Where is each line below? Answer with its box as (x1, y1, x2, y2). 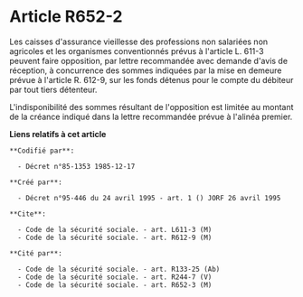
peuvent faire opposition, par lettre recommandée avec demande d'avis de (9, 55, 288, 66)
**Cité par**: (9, 248, 63, 258)
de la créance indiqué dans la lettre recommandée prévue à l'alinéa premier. (9, 111, 293, 122)
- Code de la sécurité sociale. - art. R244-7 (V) (17, 273, 213, 282)
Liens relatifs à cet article (9, 128, 107, 139)
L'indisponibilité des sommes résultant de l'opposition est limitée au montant (9, 101, 294, 112)
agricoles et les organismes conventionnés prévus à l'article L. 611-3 (9, 45, 264, 56)
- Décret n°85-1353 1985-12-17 (17, 162, 136, 171)
